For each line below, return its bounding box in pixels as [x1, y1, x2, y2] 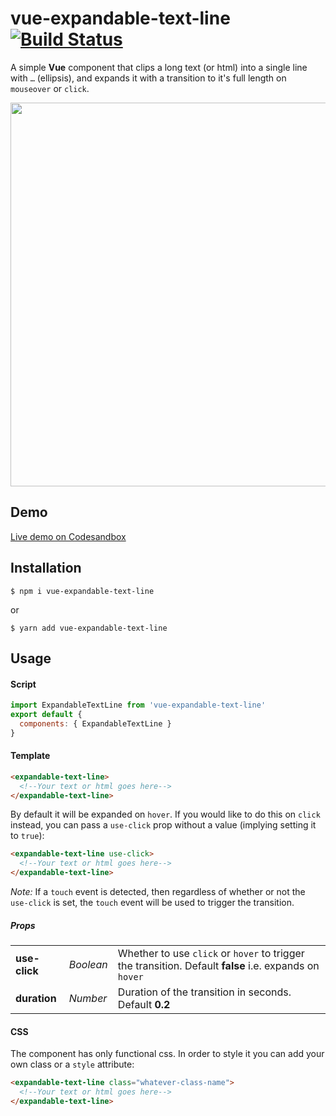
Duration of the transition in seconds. [117, 985, 292, 999]
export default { [10, 710, 83, 720]
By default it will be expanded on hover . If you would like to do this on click [10, 808, 321, 821]
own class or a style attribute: [10, 1058, 135, 1071]
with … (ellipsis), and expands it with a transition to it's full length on [10, 72, 287, 84]
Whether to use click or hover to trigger [117, 947, 305, 961]
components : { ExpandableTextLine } [19, 718, 172, 729]
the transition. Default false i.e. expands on [117, 959, 320, 973]
